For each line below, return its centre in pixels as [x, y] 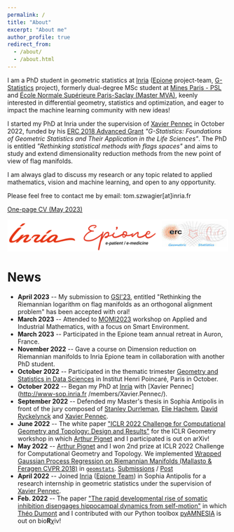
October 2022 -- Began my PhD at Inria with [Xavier [93, 386]
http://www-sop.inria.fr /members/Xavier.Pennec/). [94, 394]
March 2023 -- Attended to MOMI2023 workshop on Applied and [112, 319]
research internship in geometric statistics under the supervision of [114, 483]
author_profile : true [39, 37]
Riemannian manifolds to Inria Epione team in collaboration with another [121, 356]
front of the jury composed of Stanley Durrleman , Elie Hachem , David [117, 408]
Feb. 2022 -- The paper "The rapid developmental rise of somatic [112, 498]
